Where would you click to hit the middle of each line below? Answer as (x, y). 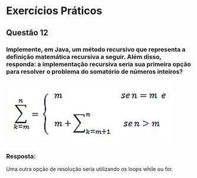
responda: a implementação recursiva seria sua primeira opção (99, 64)
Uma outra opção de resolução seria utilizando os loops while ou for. (90, 169)
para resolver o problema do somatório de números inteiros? (95, 71)
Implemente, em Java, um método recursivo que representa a (96, 50)
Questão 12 (27, 33)
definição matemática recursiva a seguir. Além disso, (84, 57)
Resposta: (21, 156)
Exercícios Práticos (54, 11)
